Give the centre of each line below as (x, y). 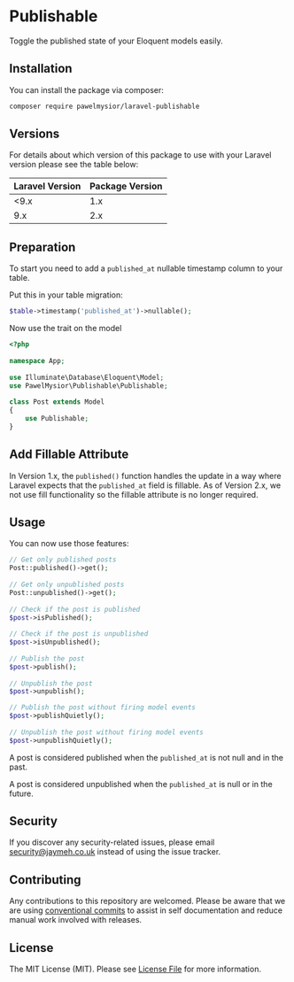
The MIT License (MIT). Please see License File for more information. (135, 969)
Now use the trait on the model (66, 329)
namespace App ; (37, 360)
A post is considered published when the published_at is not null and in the (146, 757)
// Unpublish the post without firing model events (106, 732)
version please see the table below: (74, 165)
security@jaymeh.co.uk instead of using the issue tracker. (115, 852)
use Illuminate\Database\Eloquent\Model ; (87, 377)
